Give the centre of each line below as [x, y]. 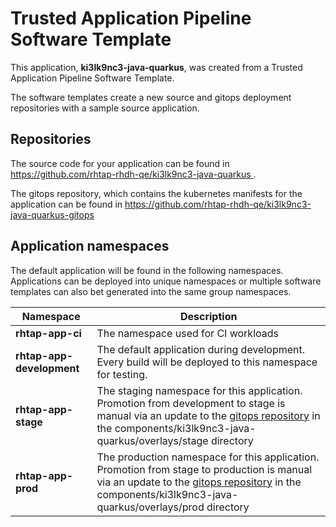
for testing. [122, 374]
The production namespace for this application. [208, 457]
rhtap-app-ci [48, 333]
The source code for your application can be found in [120, 163]
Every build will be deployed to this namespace [207, 362]
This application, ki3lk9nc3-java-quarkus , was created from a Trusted [156, 67]
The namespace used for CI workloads [187, 333]
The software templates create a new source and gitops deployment [151, 97]
